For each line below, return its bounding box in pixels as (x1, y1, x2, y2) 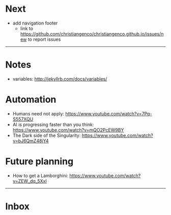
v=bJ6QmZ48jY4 (12, 137, 49, 144)
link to (20, 25, 34, 31)
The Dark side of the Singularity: (12, 132, 81, 138)
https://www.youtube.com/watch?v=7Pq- (65, 110, 152, 116)
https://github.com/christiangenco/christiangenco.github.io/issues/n (20, 31, 164, 37)
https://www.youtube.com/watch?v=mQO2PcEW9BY (12, 127, 124, 133)
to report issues (27, 36, 61, 42)
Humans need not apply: (12, 110, 65, 116)
